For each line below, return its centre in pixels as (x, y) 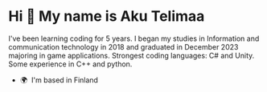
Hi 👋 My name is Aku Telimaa (107, 16)
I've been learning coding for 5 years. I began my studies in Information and (134, 38)
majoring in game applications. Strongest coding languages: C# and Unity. (131, 55)
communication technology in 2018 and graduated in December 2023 (123, 46)
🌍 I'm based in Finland (59, 80)
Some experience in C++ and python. (70, 64)
